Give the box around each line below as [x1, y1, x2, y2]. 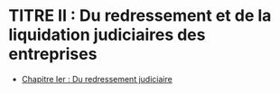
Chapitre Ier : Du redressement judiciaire [21, 73, 173, 84]
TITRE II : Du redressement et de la [8, 5, 272, 26]
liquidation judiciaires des [8, 24, 206, 45]
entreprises [8, 44, 98, 64]
